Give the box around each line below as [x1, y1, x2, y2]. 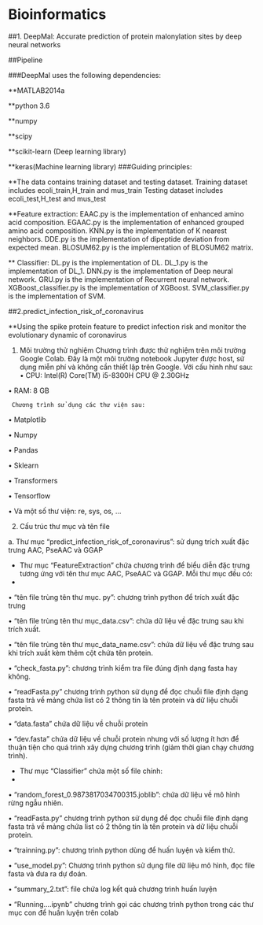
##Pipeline [8, 55, 43, 65]
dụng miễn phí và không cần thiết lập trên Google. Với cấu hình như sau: [19, 362, 254, 372]
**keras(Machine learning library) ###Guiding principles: [8, 161, 192, 171]
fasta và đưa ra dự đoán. [8, 868, 88, 879]
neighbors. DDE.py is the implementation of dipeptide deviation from [8, 234, 230, 243]
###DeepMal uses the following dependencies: [8, 70, 162, 80]
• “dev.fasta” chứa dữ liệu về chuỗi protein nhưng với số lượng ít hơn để [8, 734, 239, 743]
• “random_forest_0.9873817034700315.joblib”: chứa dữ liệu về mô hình [8, 790, 240, 799]
